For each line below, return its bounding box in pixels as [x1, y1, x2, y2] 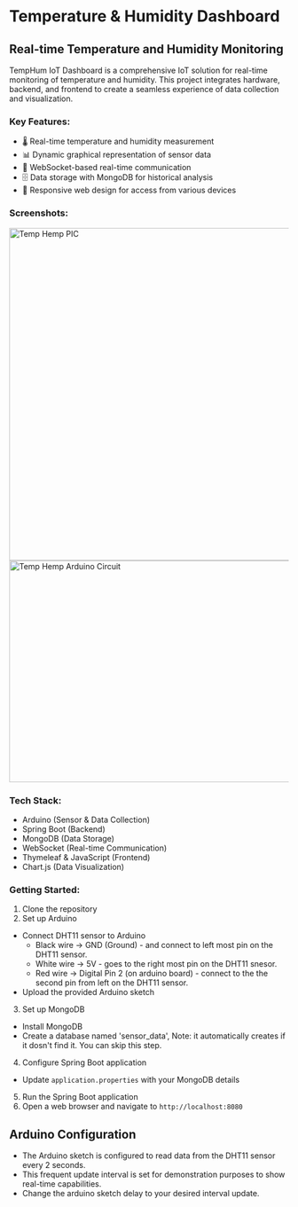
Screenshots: [9, 207, 69, 219]
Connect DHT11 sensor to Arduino [21, 930, 146, 941]
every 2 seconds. [21, 1160, 86, 1170]
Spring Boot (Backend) [21, 823, 106, 835]
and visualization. [9, 93, 74, 104]
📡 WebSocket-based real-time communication [21, 162, 192, 173]
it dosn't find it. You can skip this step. [21, 1040, 162, 1051]
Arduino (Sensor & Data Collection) [21, 814, 151, 825]
